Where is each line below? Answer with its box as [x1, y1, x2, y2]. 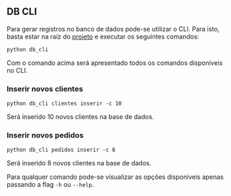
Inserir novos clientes [6, 83, 83, 93]
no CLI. [6, 66, 28, 74]
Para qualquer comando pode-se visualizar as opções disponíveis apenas [6, 172, 224, 181]
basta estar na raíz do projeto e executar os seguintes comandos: [6, 32, 200, 41]
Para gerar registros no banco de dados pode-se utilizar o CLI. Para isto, [6, 24, 220, 33]
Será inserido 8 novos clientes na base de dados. [6, 159, 152, 167]
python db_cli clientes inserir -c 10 [6, 100, 122, 108]
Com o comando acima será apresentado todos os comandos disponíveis [6, 58, 223, 67]
